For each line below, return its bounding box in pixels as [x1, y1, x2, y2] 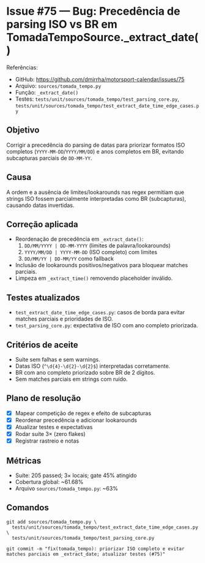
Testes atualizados [6, 292, 81, 303]
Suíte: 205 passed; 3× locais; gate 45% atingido [15, 472, 137, 479]
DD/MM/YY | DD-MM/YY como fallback [24, 255, 114, 262]
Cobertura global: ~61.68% [15, 478, 84, 486]
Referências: [6, 63, 39, 71]
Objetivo [6, 125, 40, 136]
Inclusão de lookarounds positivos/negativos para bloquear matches [15, 262, 188, 269]
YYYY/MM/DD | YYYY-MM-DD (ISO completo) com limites [24, 249, 158, 256]
